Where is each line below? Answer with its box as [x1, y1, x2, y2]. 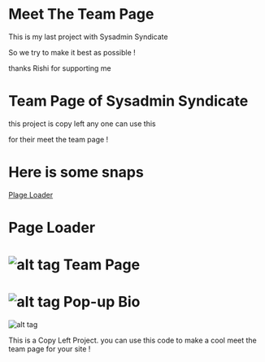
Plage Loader [8, 190, 54, 199]
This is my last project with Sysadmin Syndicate [8, 32, 168, 41]
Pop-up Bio [63, 293, 141, 312]
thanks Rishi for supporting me [8, 63, 111, 73]
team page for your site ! [8, 344, 91, 354]
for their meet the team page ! [8, 134, 109, 144]
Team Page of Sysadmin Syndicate [8, 92, 249, 111]
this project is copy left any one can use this [8, 119, 156, 129]
